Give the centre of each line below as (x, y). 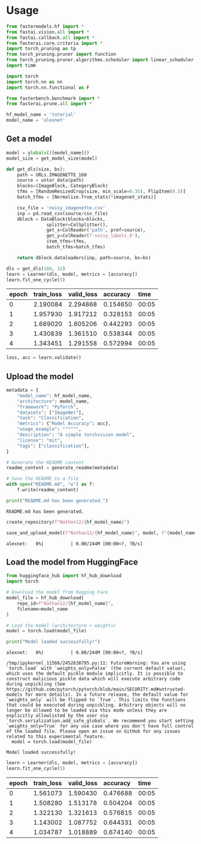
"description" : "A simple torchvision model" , (76, 435)
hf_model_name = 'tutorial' (41, 115)
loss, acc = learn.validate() (44, 358)
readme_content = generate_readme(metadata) (63, 468)
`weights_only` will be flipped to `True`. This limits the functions (96, 700)
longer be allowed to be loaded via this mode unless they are (87, 711)
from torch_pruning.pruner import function (61, 55)
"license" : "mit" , (40, 440)
